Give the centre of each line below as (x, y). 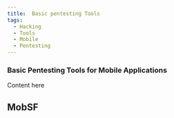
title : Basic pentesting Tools (54, 14)
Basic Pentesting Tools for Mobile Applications (87, 70)
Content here (26, 85)
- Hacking (27, 26)
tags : (15, 20)
